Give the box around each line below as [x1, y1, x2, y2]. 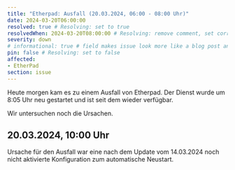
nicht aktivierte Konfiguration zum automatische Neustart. [7, 155, 174, 164]
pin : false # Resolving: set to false [7, 50, 120, 57]
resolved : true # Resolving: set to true [7, 23, 130, 30]
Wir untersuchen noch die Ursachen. [7, 109, 113, 118]
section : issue [7, 69, 52, 76]
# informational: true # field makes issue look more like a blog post [7, 43, 220, 50]
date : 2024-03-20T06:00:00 [7, 17, 86, 24]
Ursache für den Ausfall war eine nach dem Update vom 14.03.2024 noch [7, 148, 220, 156]
